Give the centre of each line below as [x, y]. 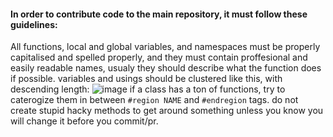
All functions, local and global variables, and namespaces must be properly [165, 47]
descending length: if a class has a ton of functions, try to [148, 89]
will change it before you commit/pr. [84, 121]
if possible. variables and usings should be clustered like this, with [146, 79]
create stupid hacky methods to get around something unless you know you [167, 111]
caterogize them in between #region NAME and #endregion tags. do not [154, 100]
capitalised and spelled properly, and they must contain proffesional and [159, 57]
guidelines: [34, 24]
